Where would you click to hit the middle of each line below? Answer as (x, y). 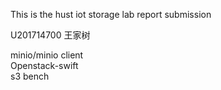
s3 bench (30, 76)
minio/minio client (47, 55)
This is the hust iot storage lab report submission (111, 14)
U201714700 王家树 (50, 35)
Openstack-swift (44, 65)
